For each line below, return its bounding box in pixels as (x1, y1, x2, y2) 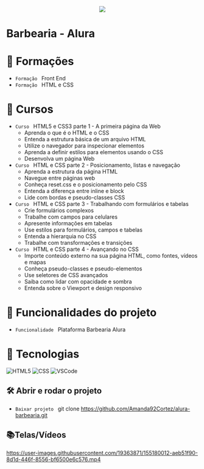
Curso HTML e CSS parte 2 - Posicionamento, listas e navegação (15, 161, 181, 169)
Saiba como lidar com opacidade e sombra (24, 278, 132, 286)
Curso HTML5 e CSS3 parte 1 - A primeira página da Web (15, 122, 161, 130)
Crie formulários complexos (24, 207, 94, 214)
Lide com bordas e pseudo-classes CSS (24, 194, 125, 201)
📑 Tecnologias (6, 347, 80, 361)
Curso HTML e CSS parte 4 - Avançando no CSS (15, 245, 139, 253)
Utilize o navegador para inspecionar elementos (24, 142, 145, 149)
